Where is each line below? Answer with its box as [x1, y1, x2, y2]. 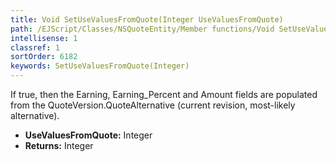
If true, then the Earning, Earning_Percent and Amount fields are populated [10, 89, 318, 100]
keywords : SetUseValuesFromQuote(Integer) [10, 61, 190, 71]
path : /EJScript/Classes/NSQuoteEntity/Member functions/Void [10, 24, 275, 34]
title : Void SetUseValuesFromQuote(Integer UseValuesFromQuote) [10, 14, 284, 25]
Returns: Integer [24, 140, 94, 151]
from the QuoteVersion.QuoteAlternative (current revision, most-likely [10, 99, 296, 111]
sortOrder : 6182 [10, 52, 78, 62]
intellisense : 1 [10, 33, 78, 43]
